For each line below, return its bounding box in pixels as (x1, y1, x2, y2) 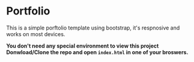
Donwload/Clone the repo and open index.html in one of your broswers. (6, 48, 189, 55)
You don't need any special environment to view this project (6, 42, 159, 49)
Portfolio (6, 4, 50, 18)
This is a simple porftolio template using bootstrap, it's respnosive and (6, 24, 180, 31)
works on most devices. (6, 30, 65, 37)
